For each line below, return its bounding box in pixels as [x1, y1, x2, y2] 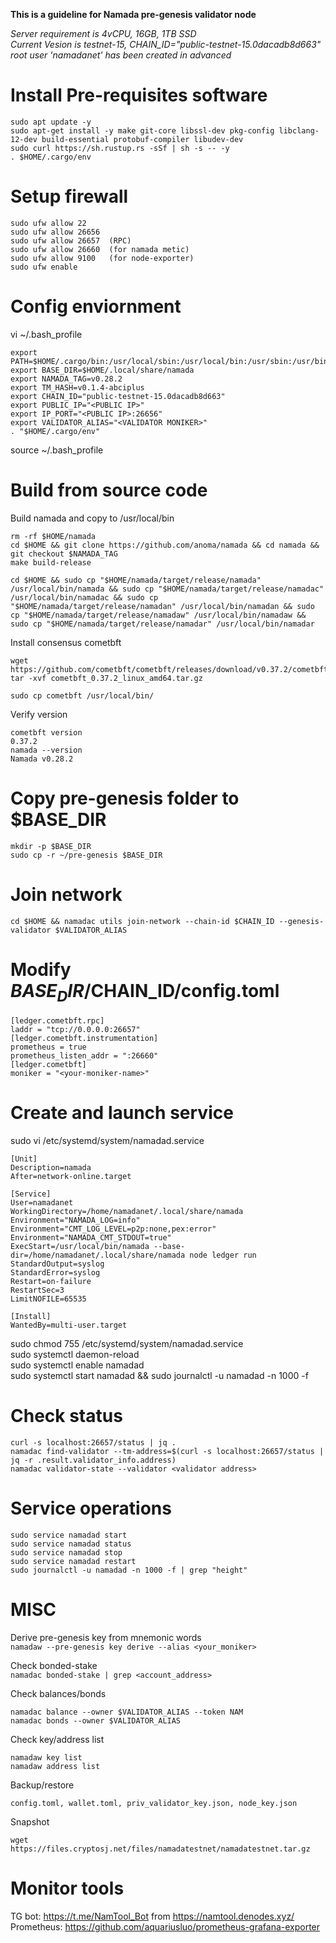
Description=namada [10, 1163, 92, 1173]
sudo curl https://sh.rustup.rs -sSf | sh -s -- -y [10, 143, 230, 153]
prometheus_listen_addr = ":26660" [10, 1051, 159, 1061]
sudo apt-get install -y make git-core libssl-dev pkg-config [10, 125, 275, 136]
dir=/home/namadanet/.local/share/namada [10, 1250, 186, 1261]
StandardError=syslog [10, 1268, 101, 1278]
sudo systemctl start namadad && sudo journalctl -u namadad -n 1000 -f [10, 1370, 309, 1382]
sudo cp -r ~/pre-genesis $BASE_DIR [10, 850, 163, 860]
